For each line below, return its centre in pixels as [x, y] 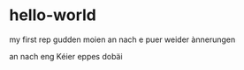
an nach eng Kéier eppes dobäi [66, 56]
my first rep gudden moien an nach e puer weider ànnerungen [122, 39]
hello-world [53, 15]
